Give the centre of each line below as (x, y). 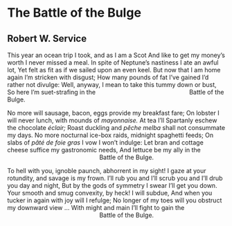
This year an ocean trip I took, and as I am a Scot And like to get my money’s (116, 55)
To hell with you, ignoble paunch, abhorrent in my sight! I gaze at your (107, 171)
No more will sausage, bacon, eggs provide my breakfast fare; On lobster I (113, 113)
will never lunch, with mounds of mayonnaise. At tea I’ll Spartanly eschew (112, 120)
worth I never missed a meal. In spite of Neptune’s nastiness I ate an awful (113, 63)
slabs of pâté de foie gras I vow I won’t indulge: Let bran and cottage (106, 143)
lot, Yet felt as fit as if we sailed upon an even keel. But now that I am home (114, 70)
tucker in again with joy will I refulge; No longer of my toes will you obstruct (115, 200)
